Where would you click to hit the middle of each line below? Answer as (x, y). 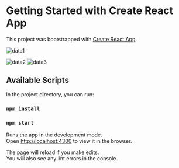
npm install (23, 108)
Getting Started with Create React (90, 11)
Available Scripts (37, 80)
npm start (20, 123)
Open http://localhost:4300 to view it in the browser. (69, 141)
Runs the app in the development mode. (54, 135)
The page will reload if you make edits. (53, 152)
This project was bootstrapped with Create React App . (72, 39)
